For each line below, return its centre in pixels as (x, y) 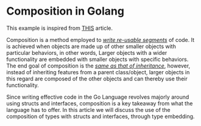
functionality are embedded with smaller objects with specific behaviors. (97, 59)
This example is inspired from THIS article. (59, 28)
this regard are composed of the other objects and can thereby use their (97, 79)
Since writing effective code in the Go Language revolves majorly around (98, 97)
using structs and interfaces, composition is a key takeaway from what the (100, 103)
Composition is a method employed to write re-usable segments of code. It (100, 40)
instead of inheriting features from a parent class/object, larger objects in (98, 72)
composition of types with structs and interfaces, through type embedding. (100, 116)
